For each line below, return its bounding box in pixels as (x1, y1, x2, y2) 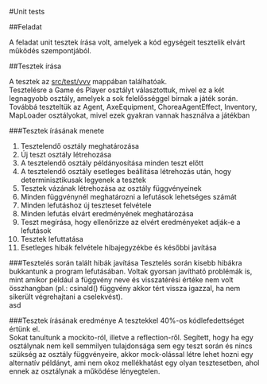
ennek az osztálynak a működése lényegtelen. (9, 367, 161, 376)
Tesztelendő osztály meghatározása (20, 142, 140, 150)
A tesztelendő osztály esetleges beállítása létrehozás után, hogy (20, 167, 232, 176)
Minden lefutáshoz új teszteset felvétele (20, 200, 152, 210)
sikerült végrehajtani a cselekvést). (9, 292, 123, 301)
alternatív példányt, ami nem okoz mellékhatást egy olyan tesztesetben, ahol (9, 358, 260, 367)
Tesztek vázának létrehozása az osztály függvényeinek (20, 184, 202, 193)
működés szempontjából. (9, 46, 92, 55)
